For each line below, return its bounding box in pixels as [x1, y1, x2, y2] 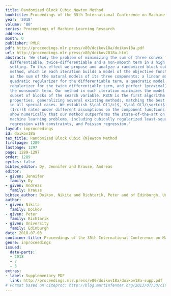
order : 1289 [5, 155, 31, 160]
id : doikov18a [5, 131, 36, 136]
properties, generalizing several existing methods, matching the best [10, 97, 165, 103]
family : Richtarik [10, 216, 49, 221]
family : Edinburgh [10, 226, 49, 231]
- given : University [5, 221, 49, 226]
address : [5, 31, 24, 36]
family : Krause [10, 188, 42, 193]
